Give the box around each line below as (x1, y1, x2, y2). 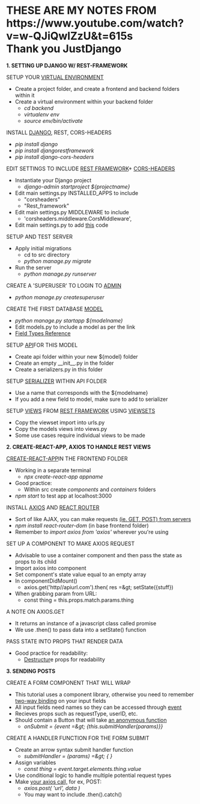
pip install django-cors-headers (14, 153, 94, 160)
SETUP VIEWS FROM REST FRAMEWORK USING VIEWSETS (6, 407, 156, 414)
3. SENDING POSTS (6, 667, 56, 675)
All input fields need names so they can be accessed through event (14, 703, 182, 711)
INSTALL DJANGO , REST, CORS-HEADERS (6, 129, 112, 136)
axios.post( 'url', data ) (23, 784, 80, 791)
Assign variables (14, 759, 56, 766)
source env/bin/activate (23, 117, 83, 124)
